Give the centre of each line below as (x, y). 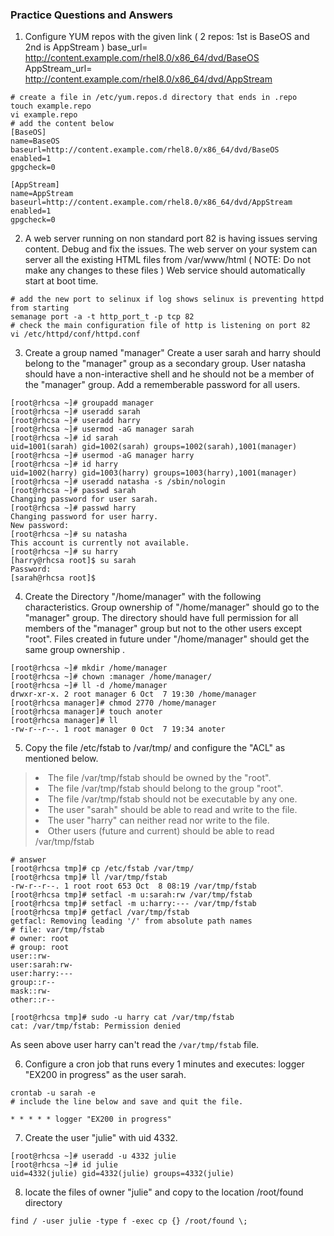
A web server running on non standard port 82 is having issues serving (171, 239)
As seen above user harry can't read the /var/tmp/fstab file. (135, 1045)
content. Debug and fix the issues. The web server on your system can (171, 249)
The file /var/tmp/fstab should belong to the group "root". (165, 789)
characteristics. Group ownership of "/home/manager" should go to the (172, 607)
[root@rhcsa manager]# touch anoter (86, 712)
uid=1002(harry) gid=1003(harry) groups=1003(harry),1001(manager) (154, 473)
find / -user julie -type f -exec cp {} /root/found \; (129, 1221)
